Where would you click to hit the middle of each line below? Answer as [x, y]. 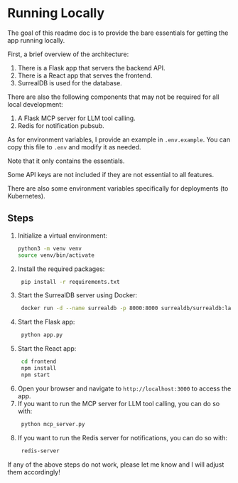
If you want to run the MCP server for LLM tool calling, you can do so [119, 403]
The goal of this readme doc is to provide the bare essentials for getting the [118, 33]
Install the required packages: [61, 269]
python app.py [42, 335]
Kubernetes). [27, 196]
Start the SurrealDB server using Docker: [77, 295]
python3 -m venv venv [50, 248]
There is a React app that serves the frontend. [85, 75]
